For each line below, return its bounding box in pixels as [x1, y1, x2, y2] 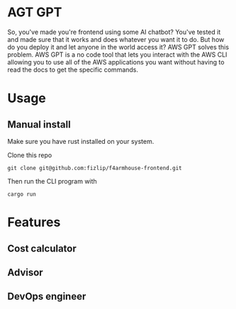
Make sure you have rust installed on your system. [7, 137, 154, 145]
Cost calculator [7, 242, 77, 254]
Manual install [7, 118, 71, 130]
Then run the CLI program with [7, 176, 97, 185]
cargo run [7, 191, 37, 198]
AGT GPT [7, 4, 62, 21]
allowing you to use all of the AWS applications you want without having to [7, 57, 225, 66]
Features [7, 214, 61, 230]
